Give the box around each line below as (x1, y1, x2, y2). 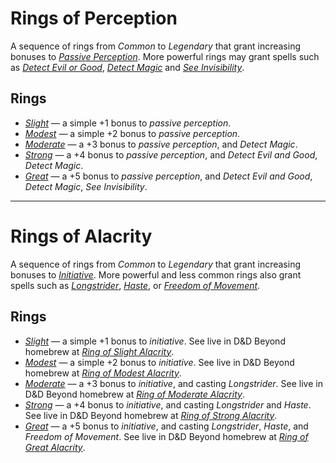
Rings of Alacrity (10, 225, 153, 247)
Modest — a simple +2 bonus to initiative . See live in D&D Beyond (24, 356, 295, 368)
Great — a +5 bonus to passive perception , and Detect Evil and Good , (24, 170, 313, 182)
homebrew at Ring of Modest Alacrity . (24, 367, 182, 379)
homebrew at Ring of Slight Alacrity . (24, 345, 175, 357)
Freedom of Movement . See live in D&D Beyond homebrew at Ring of (24, 430, 309, 442)
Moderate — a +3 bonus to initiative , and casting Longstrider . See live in (24, 377, 323, 389)
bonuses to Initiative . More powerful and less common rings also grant (10, 268, 302, 281)
